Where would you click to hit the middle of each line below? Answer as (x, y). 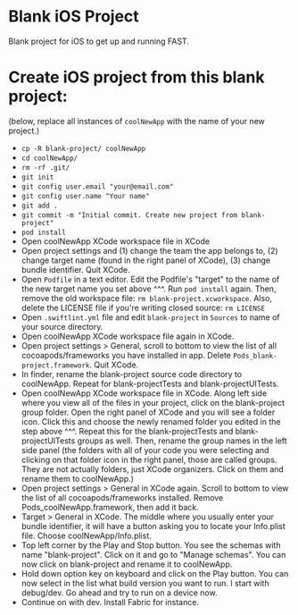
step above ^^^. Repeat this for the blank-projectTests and (127, 431)
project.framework (55, 365)
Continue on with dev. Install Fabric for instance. (110, 602)
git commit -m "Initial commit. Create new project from (129, 215)
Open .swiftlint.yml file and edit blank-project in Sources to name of (150, 317)
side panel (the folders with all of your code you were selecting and (145, 450)
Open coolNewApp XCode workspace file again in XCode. (128, 336)
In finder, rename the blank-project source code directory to (132, 374)
